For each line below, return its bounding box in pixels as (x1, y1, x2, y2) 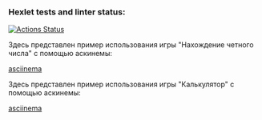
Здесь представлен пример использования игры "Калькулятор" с (8, 79, 235, 90)
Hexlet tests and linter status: (8, 6, 126, 18)
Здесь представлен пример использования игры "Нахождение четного (8, 40, 254, 50)
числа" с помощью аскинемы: (8, 49, 112, 58)
